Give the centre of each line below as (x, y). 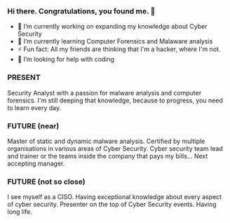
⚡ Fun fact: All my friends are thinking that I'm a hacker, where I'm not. (119, 49)
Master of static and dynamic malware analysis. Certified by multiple (106, 141)
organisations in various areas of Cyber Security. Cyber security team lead (115, 148)
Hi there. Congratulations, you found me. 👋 (81, 11)
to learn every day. (34, 107)
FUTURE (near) (33, 126)
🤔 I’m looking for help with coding (66, 60)
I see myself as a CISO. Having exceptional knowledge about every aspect (115, 197)
